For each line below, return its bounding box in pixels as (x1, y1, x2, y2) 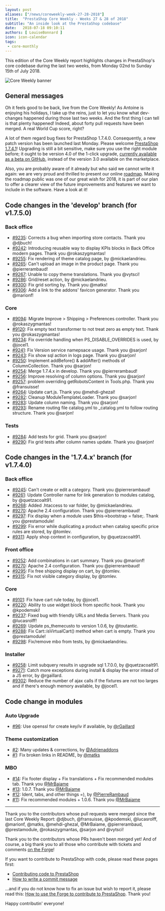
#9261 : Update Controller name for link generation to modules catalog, (12, 492, 155, 498)
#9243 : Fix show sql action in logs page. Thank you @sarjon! (12, 352, 136, 358)
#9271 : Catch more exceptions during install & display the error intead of (12, 667, 159, 673)
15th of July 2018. (5, 68, 41, 74)
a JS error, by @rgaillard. (12, 672, 63, 678)
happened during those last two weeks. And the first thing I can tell (24, 115, 160, 121)
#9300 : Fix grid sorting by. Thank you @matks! (12, 282, 108, 288)
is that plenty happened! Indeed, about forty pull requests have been (5, 120, 144, 126)
